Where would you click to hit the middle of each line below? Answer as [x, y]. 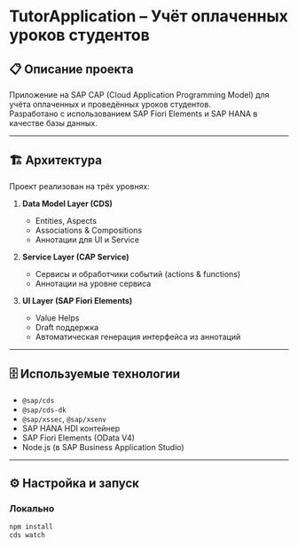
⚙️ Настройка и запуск [74, 484]
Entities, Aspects [66, 220]
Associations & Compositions [89, 230]
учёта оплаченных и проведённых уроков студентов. [110, 104]
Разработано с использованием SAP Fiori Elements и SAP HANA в [133, 114]
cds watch [27, 535]
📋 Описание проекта [71, 69]
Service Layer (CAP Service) [76, 257]
